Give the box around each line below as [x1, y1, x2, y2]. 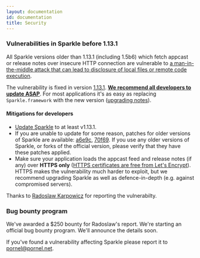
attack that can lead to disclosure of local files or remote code [34, 66, 187, 73]
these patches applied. [14, 149, 72, 156]
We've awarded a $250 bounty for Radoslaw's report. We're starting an [6, 220, 182, 228]
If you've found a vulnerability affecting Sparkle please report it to [6, 238, 168, 245]
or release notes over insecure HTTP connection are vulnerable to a [6, 59, 173, 66]
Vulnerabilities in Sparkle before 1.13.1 [6, 39, 118, 48]
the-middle [6, 66, 33, 73]
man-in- [174, 59, 194, 66]
